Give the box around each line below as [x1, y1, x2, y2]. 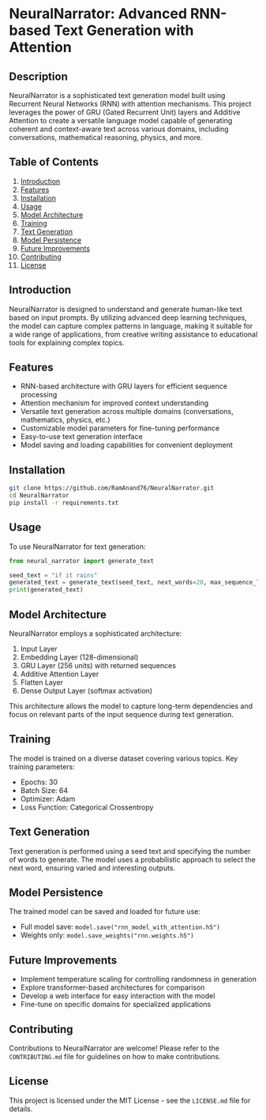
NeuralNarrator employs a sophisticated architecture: [9, 629, 182, 638]
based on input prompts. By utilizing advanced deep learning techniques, [9, 313, 247, 322]
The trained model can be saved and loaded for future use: [9, 907, 200, 916]
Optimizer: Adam [20, 794, 76, 803]
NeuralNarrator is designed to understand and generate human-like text [9, 304, 243, 314]
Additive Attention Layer [20, 669, 99, 678]
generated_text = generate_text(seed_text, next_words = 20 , [9, 578, 208, 587]
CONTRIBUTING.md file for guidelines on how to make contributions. [9, 1052, 222, 1062]
